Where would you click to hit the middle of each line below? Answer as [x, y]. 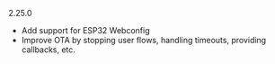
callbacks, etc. [48, 50]
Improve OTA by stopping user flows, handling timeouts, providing [144, 40]
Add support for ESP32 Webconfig [85, 30]
